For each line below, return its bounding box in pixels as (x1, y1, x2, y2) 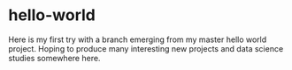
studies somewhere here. (8, 52, 101, 63)
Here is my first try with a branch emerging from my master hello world (8, 34, 267, 45)
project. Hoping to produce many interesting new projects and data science (8, 43, 284, 53)
